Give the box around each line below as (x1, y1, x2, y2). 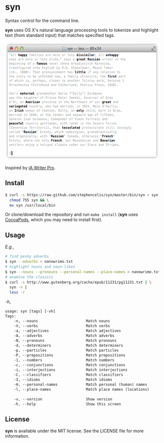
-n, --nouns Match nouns (14, 319, 110, 324)
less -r (9, 290, 25, 295)
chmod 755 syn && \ (9, 197, 49, 203)
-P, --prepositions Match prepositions (14, 353, 125, 358)
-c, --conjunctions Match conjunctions (14, 363, 125, 368)
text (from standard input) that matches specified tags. (5, 32, 115, 38)
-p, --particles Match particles (14, 348, 119, 353)
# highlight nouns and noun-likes (5, 264, 76, 269)
